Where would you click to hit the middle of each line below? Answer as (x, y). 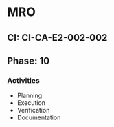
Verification (33, 110)
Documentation (39, 117)
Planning (30, 96)
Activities (23, 80)
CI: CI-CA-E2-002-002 (57, 38)
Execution (31, 103)
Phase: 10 (28, 60)
